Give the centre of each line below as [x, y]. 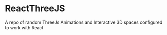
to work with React [24, 27]
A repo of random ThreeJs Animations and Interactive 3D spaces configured [84, 22]
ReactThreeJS [35, 9]
